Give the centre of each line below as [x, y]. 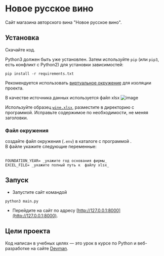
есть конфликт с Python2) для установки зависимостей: [64, 64]
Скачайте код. [20, 49]
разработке [17, 248]
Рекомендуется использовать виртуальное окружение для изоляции [78, 83]
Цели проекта [28, 231]
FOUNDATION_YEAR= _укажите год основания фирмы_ [56, 161]
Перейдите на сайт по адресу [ [45, 210]
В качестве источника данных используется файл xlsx [62, 97]
